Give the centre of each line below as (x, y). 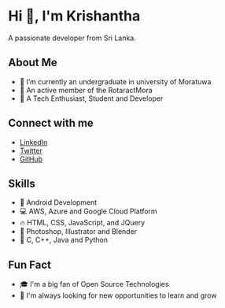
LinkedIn (33, 142)
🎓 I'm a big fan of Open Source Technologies (94, 284)
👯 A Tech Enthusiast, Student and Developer (91, 98)
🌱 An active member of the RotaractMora (86, 90)
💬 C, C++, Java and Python (64, 240)
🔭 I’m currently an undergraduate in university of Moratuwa (115, 81)
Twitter (31, 150)
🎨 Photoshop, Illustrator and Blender (78, 232)
